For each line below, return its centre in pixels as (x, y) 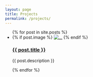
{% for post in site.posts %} (40, 32)
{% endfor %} (26, 70)
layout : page (18, 9)
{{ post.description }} (33, 61)
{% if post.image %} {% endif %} (50, 37)
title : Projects (21, 14)
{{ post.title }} (29, 50)
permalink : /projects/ (28, 18)
